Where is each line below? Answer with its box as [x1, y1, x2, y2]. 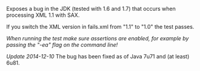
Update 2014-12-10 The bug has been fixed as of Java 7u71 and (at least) [6, 53, 190, 60]
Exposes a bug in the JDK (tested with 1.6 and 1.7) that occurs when [6, 5, 176, 12]
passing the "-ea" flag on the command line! [6, 42, 118, 48]
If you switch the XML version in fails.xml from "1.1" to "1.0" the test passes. [6, 23, 195, 30]
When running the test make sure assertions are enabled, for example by [6, 35, 189, 42]
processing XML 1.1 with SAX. [6, 11, 80, 19]
